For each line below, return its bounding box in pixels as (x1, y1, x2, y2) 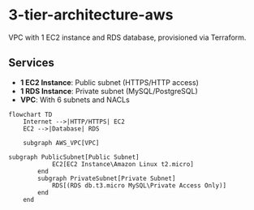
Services (8, 56, 55, 70)
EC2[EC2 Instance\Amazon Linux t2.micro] (51, 160, 195, 168)
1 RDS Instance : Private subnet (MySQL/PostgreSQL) (19, 86, 199, 96)
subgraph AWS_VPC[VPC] (23, 139, 100, 147)
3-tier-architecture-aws (8, 6, 174, 24)
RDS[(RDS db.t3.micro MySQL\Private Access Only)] (51, 181, 227, 190)
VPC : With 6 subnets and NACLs (19, 95, 130, 105)
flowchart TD (8, 110, 53, 118)
